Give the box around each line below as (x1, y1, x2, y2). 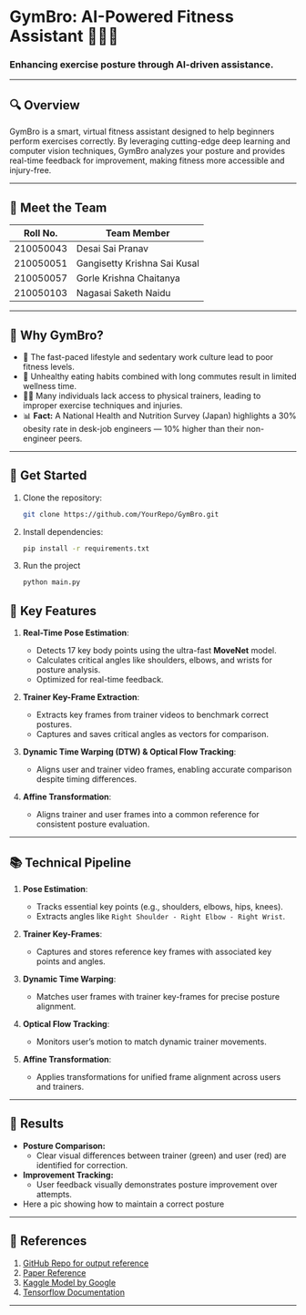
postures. (36, 719, 73, 730)
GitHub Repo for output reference (22, 1258, 149, 1269)
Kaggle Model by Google (22, 1277, 117, 1288)
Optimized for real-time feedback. (36, 674, 164, 685)
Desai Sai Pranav (76, 242, 148, 255)
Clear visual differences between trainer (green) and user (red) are (36, 1150, 287, 1161)
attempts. (36, 1188, 73, 1199)
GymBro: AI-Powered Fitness (9, 6, 234, 27)
